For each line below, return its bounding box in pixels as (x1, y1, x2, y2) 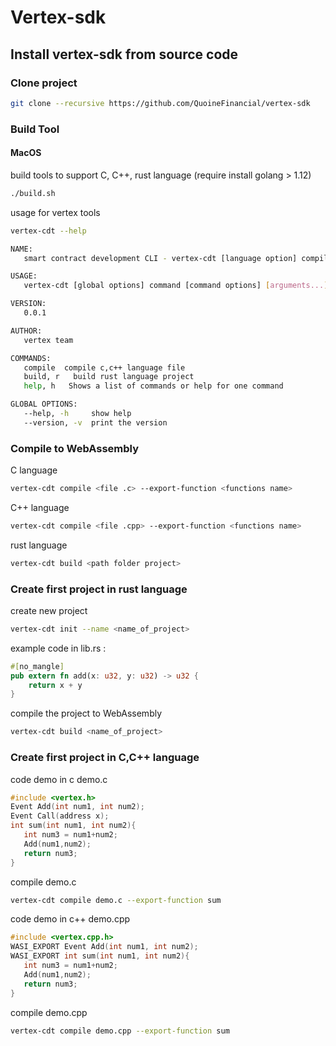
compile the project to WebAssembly (10, 707, 163, 720)
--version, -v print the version (23, 417, 168, 428)
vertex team (23, 335, 74, 345)
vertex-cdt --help (10, 226, 87, 236)
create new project (10, 604, 88, 616)
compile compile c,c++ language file (23, 362, 186, 373)
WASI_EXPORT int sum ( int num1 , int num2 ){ (10, 951, 190, 961)
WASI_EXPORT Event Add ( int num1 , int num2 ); (10, 942, 199, 952)
